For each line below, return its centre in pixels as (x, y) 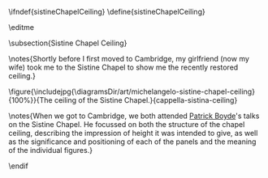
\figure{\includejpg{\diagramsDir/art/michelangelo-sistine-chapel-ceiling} (132, 91)
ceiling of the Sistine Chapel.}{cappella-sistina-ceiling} (146, 100)
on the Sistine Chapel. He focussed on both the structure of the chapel (127, 124)
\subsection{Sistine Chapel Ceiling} (68, 43)
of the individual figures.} (51, 150)
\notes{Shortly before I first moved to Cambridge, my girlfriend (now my (129, 59)
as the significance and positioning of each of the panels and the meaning (132, 142)
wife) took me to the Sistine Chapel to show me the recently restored (123, 67)
